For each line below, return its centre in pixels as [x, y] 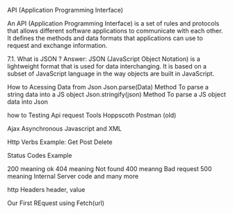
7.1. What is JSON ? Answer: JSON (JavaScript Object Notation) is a [104, 59]
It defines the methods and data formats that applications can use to [105, 38]
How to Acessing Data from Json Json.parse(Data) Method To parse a [108, 87]
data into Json [28, 102]
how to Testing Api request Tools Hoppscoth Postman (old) [92, 115]
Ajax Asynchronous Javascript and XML [64, 128]
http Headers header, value [46, 189]
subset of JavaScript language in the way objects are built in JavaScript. [111, 73]
